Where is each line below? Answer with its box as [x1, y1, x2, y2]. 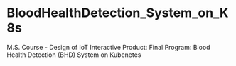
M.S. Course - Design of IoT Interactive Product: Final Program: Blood [6, 43, 210, 51]
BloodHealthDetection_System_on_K [6, 5, 229, 21]
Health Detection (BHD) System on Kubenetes [6, 51, 141, 59]
